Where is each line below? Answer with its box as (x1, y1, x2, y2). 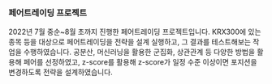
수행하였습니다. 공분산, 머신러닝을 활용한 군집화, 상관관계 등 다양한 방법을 (23, 47, 256, 57)
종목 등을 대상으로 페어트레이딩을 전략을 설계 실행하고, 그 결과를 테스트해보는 (8, 37, 252, 47)
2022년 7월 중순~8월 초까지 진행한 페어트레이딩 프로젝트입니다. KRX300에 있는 (8, 27, 261, 37)
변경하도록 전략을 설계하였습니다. (8, 67, 114, 78)
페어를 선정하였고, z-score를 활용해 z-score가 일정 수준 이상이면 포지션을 (23, 57, 257, 67)
